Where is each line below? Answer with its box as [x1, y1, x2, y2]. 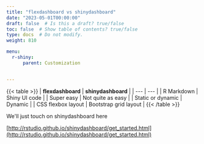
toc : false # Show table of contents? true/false [6, 26, 138, 32]
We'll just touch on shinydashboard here [6, 112, 108, 119]
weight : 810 [6, 37, 37, 44]
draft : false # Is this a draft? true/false [6, 20, 124, 26]
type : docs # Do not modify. [6, 32, 84, 38]
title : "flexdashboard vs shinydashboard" [6, 9, 116, 15]
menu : [6, 48, 20, 55]
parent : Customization [22, 59, 81, 66]
